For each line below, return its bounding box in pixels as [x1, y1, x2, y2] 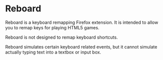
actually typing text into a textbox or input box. [5, 49, 101, 55]
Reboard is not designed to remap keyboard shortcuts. [5, 34, 118, 40]
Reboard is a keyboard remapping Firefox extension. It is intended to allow [5, 19, 158, 25]
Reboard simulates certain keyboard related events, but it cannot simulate [5, 44, 157, 50]
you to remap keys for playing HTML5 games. [5, 24, 99, 30]
